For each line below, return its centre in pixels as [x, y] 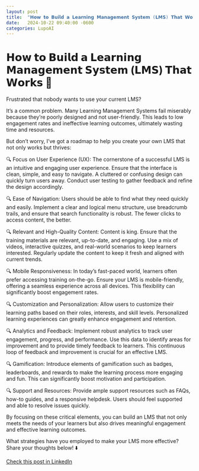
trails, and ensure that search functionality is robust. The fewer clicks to [94, 214]
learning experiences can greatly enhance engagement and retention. [91, 319]
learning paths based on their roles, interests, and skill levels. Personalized [97, 313]
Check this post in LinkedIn [39, 461]
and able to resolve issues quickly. [48, 406]
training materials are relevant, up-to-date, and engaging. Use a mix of [92, 241]
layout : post [22, 12]
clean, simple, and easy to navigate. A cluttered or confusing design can [94, 174]
